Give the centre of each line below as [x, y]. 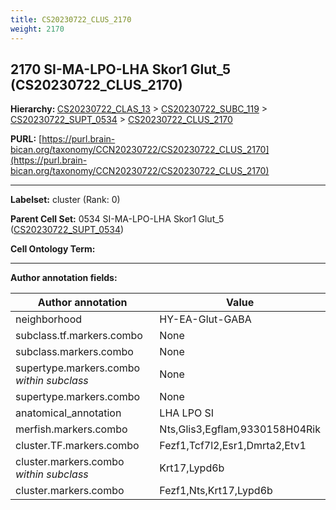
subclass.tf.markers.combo [79, 336]
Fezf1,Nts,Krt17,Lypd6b [216, 491]
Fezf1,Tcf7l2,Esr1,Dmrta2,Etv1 [233, 446]
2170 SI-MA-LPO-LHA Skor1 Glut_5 [121, 69]
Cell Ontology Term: [53, 249]
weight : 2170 [37, 29]
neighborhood [49, 319]
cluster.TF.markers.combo [77, 446]
